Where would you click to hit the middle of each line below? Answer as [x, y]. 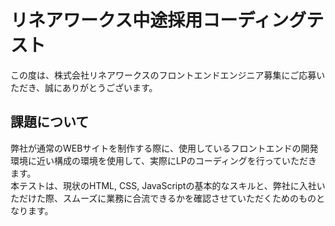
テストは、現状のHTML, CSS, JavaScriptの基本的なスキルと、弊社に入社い [172, 185]
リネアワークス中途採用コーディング [158, 20]
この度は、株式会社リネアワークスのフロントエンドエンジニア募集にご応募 [163, 75]
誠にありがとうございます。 [101, 87]
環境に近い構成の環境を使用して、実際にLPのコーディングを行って [146, 160]
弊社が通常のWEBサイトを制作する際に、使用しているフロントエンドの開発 [164, 148]
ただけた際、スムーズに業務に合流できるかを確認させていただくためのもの [163, 198]
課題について [50, 122]
